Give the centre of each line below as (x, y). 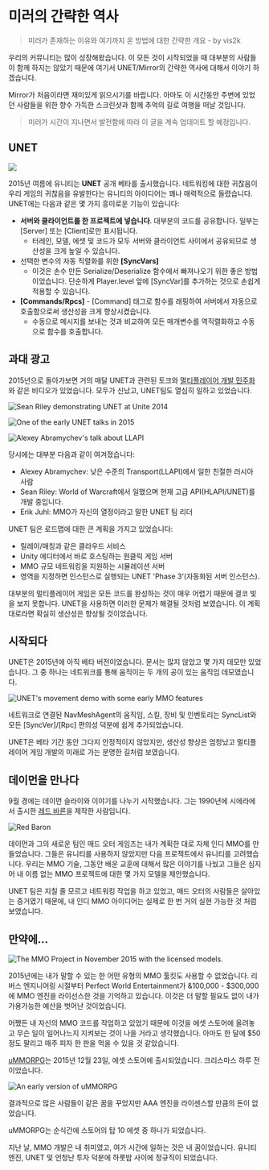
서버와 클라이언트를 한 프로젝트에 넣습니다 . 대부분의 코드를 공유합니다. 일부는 (139, 220)
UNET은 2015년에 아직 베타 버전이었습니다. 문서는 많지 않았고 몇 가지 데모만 (127, 662)
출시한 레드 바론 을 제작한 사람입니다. (73, 811)
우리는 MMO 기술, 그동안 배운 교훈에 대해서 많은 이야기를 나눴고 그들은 (136, 864)
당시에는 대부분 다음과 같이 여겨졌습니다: (71, 454)
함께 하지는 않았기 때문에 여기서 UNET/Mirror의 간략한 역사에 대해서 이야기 (134, 67)
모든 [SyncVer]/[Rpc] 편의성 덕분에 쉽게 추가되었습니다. (96, 725)
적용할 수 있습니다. (61, 291)
